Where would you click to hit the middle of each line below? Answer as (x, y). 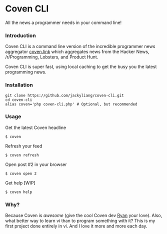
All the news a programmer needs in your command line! (63, 22)
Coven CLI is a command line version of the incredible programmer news (80, 46)
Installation (19, 85)
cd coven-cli (19, 100)
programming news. (26, 72)
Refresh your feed (24, 146)
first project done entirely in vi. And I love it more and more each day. (76, 226)
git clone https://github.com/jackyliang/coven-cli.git (64, 95)
